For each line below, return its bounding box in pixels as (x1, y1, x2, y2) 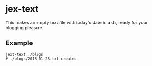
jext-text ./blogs (5, 52, 43, 57)
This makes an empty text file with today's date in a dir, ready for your (5, 20, 148, 25)
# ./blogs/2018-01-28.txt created (5, 56, 77, 61)
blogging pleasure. (5, 24, 44, 30)
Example (5, 39, 33, 47)
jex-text (5, 3, 38, 15)
